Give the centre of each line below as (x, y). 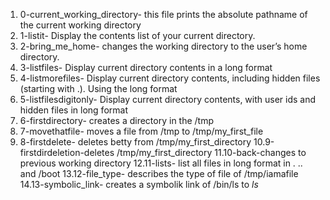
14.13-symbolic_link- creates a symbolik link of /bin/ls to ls (139, 184)
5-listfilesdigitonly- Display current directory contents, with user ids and (168, 99)
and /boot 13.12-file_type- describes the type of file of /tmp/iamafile (159, 173)
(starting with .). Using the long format (98, 88)
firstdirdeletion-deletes (67, 152)
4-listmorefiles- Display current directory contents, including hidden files (170, 78)
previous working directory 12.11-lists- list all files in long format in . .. (161, 163)
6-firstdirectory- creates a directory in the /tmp (117, 120)
